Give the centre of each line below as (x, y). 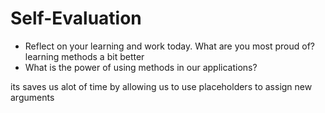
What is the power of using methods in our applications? (141, 67)
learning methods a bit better (84, 56)
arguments (32, 97)
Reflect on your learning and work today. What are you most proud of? (169, 46)
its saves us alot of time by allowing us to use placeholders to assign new (161, 86)
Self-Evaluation (76, 18)
